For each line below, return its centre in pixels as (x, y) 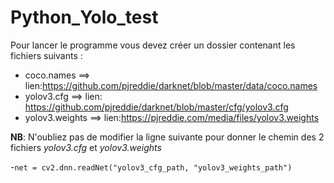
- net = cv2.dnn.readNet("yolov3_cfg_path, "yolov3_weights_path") (151, 167)
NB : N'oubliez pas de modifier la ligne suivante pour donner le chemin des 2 (167, 137)
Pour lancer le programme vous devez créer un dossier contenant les (153, 45)
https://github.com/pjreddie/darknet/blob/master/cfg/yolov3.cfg (156, 107)
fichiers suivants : (46, 55)
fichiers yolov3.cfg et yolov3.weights (86, 147)
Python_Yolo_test (84, 17)
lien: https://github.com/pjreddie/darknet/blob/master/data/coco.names (171, 85)
